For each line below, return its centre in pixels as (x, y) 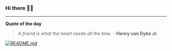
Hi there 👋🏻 (19, 8)
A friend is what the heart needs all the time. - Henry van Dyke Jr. (88, 34)
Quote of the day (24, 24)
